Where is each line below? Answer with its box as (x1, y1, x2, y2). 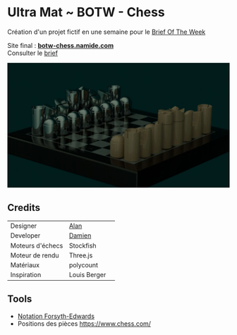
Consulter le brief (7, 49, 59, 57)
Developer (10, 231, 41, 240)
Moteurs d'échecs (10, 241, 63, 250)
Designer (10, 221, 37, 230)
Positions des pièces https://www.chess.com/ (17, 319, 152, 328)
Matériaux (10, 261, 40, 269)
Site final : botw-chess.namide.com (7, 41, 114, 49)
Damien (68, 231, 92, 240)
